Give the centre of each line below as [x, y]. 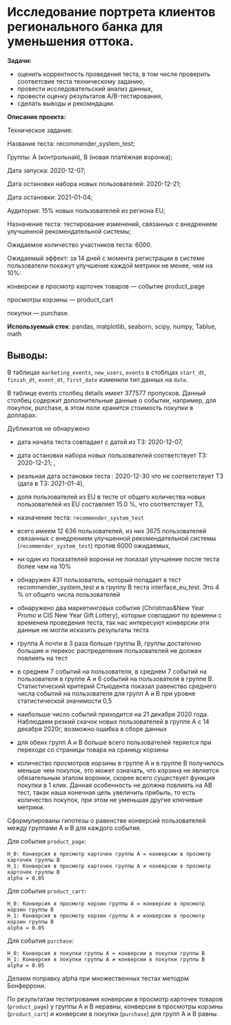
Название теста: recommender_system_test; [71, 143]
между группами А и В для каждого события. [74, 828]
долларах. [22, 415]
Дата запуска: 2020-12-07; [47, 170]
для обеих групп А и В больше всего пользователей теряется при [114, 742]
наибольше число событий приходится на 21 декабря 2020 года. [113, 714]
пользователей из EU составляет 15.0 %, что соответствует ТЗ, [110, 504]
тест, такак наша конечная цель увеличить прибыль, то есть [106, 792]
